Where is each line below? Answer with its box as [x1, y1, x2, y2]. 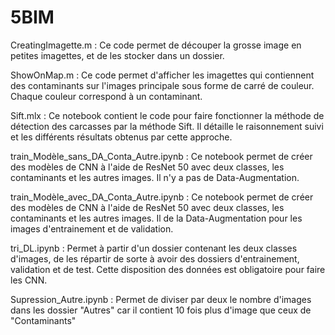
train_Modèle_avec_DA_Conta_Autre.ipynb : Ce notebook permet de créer [10, 191, 314, 203]
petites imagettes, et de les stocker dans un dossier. [10, 49, 225, 61]
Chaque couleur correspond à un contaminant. [10, 90, 203, 102]
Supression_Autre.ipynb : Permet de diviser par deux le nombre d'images [10, 293, 312, 305]
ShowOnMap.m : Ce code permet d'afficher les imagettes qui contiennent [10, 69, 315, 81]
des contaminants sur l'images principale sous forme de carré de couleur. [10, 79, 315, 91]
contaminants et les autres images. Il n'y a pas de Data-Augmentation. [10, 171, 300, 183]
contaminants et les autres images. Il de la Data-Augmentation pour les [10, 212, 303, 224]
